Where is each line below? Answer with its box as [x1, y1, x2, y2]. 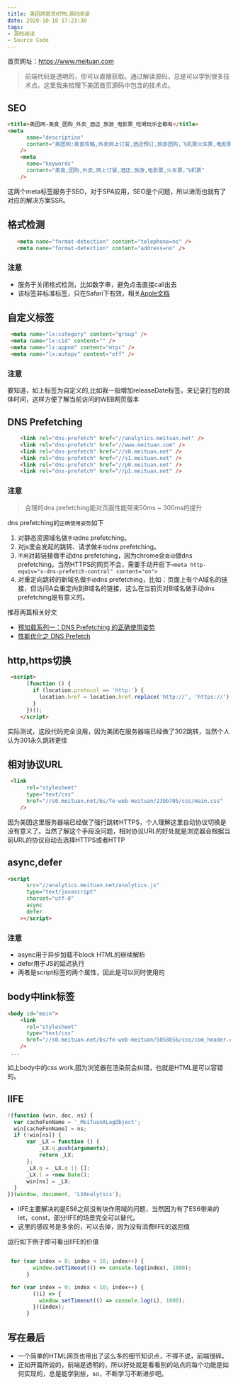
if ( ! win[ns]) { [13, 1132, 62, 1139]
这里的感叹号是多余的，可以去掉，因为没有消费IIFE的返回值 [17, 1222, 190, 1231]
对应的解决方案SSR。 [7, 196, 69, 204]
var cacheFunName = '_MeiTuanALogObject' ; [13, 1118, 141, 1125]
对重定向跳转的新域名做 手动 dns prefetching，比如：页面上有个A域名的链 [17, 575, 228, 583]
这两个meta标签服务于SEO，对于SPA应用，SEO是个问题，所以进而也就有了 [7, 187, 227, 196]
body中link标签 [7, 991, 75, 1003]
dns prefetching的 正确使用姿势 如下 [7, 518, 104, 527]
